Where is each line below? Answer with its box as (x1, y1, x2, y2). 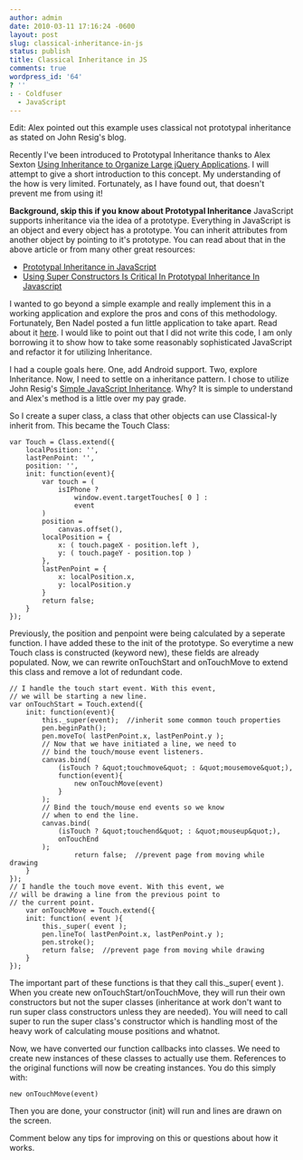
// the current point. (9, 898, 95, 907)
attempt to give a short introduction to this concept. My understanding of (9, 169, 281, 179)
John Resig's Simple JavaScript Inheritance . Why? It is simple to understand (9, 383, 294, 394)
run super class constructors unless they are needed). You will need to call (9, 1007, 288, 1018)
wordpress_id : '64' (9, 72, 83, 82)
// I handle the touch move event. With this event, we (9, 883, 224, 892)
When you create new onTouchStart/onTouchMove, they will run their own (9, 987, 286, 998)
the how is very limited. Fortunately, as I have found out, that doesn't (9, 179, 265, 189)
